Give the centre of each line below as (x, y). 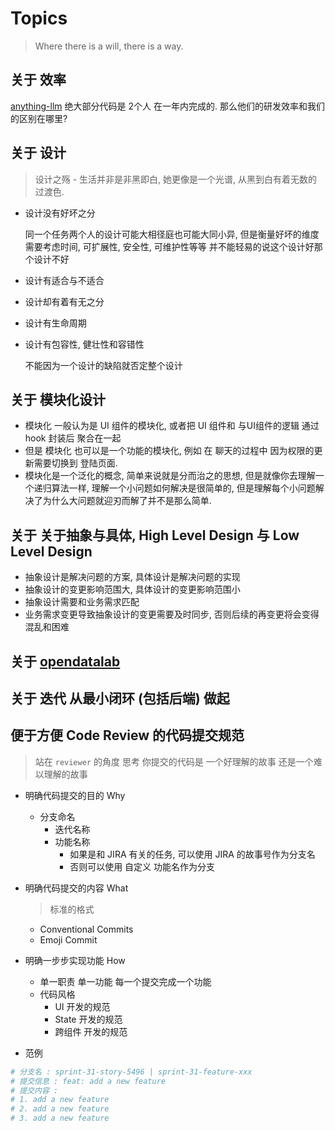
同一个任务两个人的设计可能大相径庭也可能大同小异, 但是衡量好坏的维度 (172, 234)
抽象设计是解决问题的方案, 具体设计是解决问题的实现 (132, 577)
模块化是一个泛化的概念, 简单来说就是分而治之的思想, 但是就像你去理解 (170, 476)
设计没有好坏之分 (60, 213)
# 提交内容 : (34, 1090)
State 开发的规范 (88, 1019)
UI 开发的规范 (82, 1006)
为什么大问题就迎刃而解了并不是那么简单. (127, 501)
